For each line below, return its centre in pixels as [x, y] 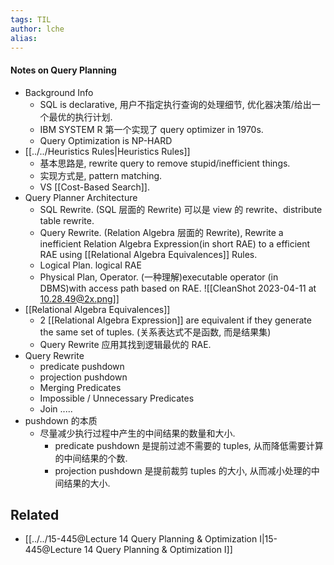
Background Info [59, 92]
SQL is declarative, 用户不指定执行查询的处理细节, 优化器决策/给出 [175, 104]
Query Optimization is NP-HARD [106, 140]
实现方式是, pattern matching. [101, 175]
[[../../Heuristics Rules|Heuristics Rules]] [107, 151]
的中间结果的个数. [91, 458]
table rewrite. [67, 220]
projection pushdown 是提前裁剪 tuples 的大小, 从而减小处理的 [183, 470]
